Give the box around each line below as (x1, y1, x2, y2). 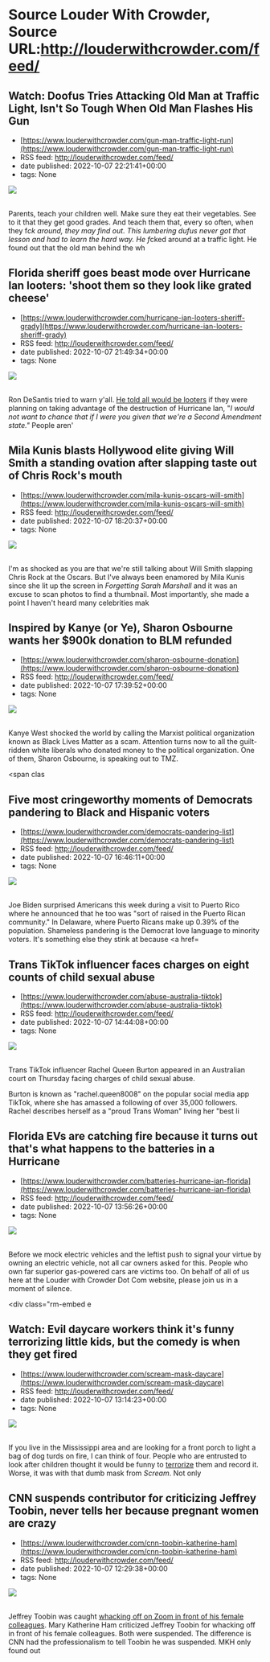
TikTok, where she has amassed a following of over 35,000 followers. (8, 1098, 238, 1108)
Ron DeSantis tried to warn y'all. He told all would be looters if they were (8, 394, 247, 404)
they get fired (8, 1347, 78, 1361)
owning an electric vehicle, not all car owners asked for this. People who (8, 1257, 248, 1268)
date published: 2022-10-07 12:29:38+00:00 (19, 1563, 169, 1574)
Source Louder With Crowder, (8, 6, 211, 24)
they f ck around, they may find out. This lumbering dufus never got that (8, 226, 247, 235)
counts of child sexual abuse (8, 970, 155, 984)
